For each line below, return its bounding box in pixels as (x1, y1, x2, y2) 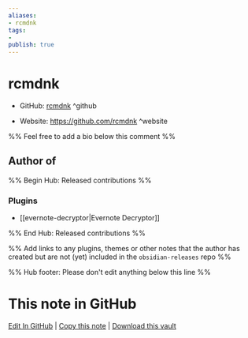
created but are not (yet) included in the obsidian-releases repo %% (8, 252, 231, 261)
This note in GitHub (8, 295, 137, 313)
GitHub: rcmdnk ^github (19, 101, 97, 111)
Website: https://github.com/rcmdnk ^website (19, 116, 168, 126)
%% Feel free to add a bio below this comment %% (8, 132, 176, 141)
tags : (8, 26, 26, 34)
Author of (8, 155, 57, 168)
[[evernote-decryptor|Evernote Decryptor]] (19, 213, 160, 223)
